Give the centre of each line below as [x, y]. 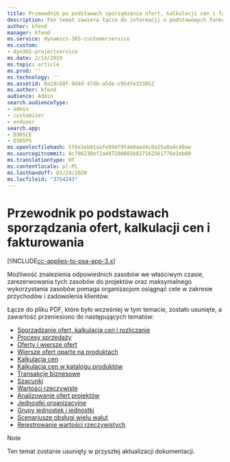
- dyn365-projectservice [42, 52]
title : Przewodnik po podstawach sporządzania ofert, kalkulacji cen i [111, 13]
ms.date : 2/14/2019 [35, 58]
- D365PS [20, 141]
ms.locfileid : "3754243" [42, 179]
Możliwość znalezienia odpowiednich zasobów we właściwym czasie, [105, 274]
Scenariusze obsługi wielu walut [62, 417]
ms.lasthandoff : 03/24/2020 [47, 173]
